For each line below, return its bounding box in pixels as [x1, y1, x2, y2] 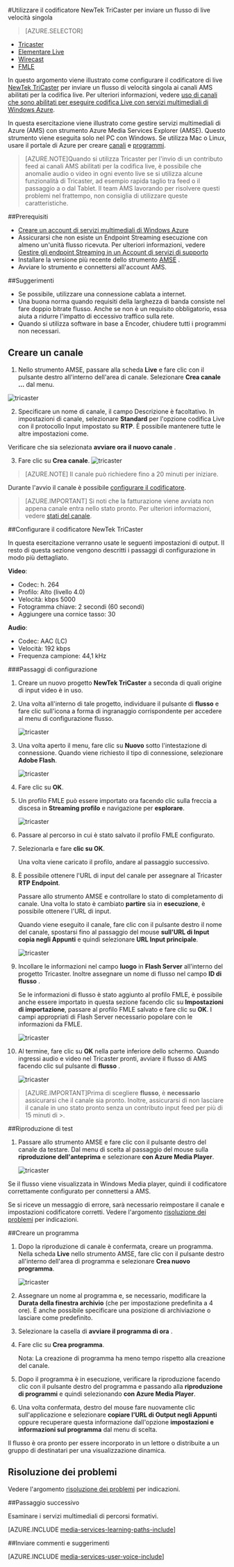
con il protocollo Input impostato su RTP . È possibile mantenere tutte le [17, 422, 222, 430]
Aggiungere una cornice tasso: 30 [17, 610, 116, 618]
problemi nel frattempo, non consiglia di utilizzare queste [24, 191, 188, 200]
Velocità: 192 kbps [17, 644, 71, 653]
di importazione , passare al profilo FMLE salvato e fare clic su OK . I [17, 1005, 212, 1013]
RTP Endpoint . [17, 878, 60, 886]
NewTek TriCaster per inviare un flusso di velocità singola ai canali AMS [8, 83, 213, 91]
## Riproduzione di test [8, 1124, 74, 1133]
